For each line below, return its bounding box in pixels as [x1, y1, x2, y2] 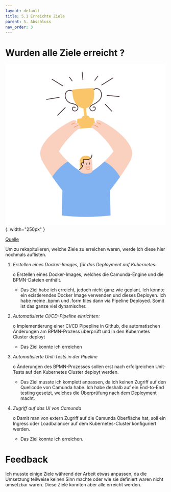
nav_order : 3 [5, 25, 33, 30]
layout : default [5, 8, 40, 13]
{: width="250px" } [5, 226, 45, 232]
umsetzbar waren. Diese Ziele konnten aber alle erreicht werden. [5, 482, 142, 488]
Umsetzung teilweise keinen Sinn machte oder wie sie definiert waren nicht [5, 476, 164, 482]
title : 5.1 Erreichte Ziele [5, 13, 65, 19]
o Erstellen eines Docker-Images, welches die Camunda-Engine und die [12, 271, 164, 277]
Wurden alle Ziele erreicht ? [5, 47, 125, 59]
